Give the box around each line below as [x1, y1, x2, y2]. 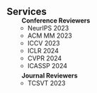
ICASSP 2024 [27, 62, 68, 70]
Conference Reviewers [21, 16, 91, 25]
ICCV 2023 [27, 39, 60, 47]
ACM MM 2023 [27, 31, 72, 40]
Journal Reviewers [21, 72, 79, 80]
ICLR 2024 [27, 47, 59, 55]
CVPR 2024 [27, 54, 62, 62]
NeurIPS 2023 [27, 24, 69, 32]
